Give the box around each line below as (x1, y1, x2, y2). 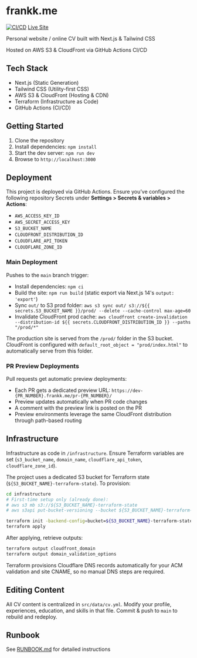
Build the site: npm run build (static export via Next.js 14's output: (14, 289, 175, 296)
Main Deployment (6, 258, 57, 266)
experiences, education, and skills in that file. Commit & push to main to (6, 607, 178, 614)
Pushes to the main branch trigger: (6, 271, 89, 278)
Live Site (28, 24, 49, 31)
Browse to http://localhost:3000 (14, 155, 96, 162)
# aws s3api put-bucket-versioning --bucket (6, 507, 117, 513)
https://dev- (111, 387, 144, 394)
